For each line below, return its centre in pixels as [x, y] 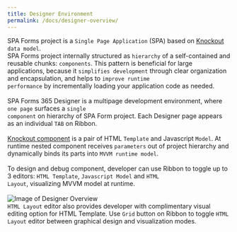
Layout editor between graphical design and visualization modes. [102, 221]
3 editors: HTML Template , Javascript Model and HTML [83, 176]
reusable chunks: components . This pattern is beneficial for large [100, 63]
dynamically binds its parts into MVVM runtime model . [83, 153]
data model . [24, 48]
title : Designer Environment [50, 14]
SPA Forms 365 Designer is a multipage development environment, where [115, 100]
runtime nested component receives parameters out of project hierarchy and [118, 146]
